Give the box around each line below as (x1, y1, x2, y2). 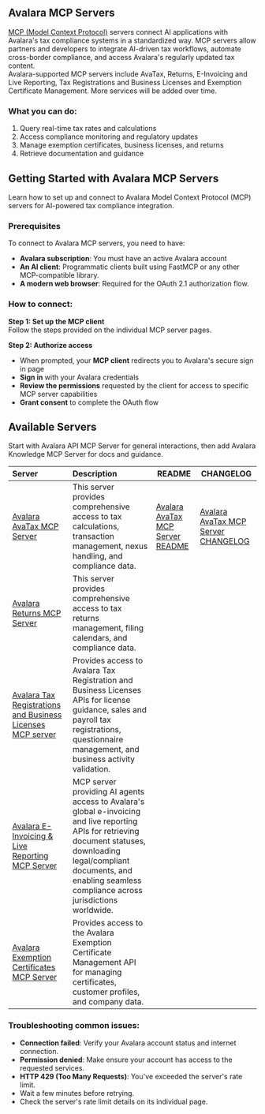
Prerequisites (8, 220, 61, 231)
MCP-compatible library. (19, 271, 99, 280)
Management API (72, 957, 136, 968)
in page (19, 364, 45, 373)
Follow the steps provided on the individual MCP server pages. (8, 325, 212, 335)
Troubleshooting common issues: (8, 1020, 140, 1031)
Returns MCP (12, 607, 62, 619)
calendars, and (72, 633, 128, 644)
